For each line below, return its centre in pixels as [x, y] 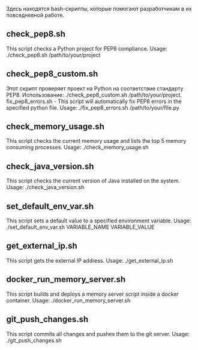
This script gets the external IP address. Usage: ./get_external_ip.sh [90, 260]
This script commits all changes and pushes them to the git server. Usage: [98, 334]
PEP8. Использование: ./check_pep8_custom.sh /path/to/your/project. [94, 95]
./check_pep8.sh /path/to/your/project [53, 55]
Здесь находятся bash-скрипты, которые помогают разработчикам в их [99, 9]
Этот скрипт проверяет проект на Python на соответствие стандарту [95, 88]
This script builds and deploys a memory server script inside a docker [92, 294]
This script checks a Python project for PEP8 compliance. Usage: [87, 48]
